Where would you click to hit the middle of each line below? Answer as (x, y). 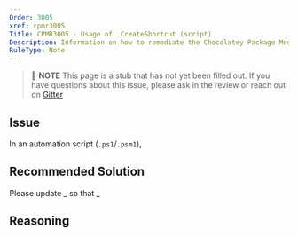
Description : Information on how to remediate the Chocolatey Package (142, 42)
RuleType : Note (37, 51)
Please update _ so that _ (55, 193)
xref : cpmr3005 (37, 26)
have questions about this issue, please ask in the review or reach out (158, 85)
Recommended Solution (77, 172)
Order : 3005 (31, 17)
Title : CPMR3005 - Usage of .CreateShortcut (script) (111, 34)
